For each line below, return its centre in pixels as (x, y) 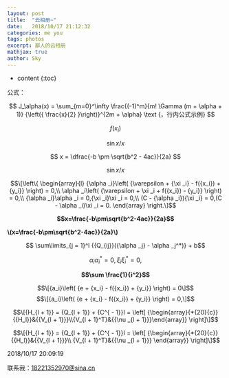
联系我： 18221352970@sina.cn (51, 368)
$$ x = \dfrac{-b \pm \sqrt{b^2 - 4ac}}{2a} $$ (116, 157)
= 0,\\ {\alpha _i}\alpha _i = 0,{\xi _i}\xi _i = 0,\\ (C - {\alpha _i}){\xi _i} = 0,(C (116, 198)
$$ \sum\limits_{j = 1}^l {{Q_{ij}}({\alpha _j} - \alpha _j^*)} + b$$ (116, 245)
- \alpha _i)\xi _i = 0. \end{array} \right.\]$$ (116, 205)
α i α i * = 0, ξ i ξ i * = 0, (116, 260)
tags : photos (26, 39)
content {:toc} (37, 78)
